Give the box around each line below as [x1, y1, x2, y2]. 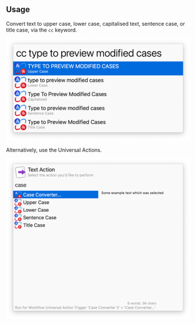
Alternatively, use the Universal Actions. [6, 147, 102, 154]
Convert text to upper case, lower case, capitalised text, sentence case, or [6, 20, 185, 27]
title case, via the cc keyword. [6, 26, 78, 33]
